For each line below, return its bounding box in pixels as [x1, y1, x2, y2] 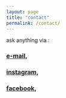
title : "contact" [6, 15, 50, 21]
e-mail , [6, 52, 28, 60]
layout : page [6, 8, 39, 15]
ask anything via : [6, 37, 50, 44]
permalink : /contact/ [6, 20, 61, 26]
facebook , [6, 84, 37, 93]
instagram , [6, 68, 39, 76]
